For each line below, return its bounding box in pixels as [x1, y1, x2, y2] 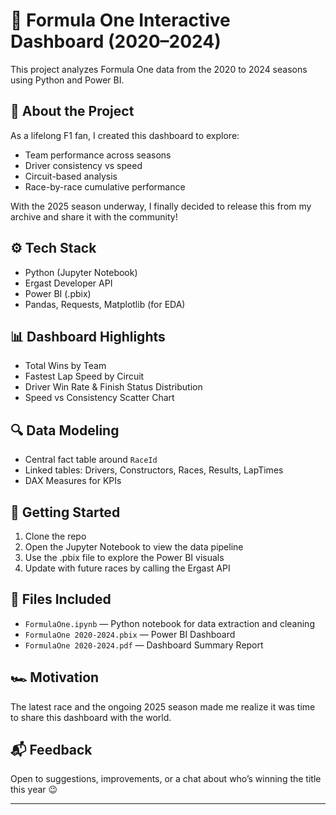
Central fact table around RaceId [24, 454, 158, 466]
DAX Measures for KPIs [24, 475, 122, 487]
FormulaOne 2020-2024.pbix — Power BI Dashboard [24, 628, 236, 640]
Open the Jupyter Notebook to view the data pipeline [24, 541, 244, 553]
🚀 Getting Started [10, 504, 121, 521]
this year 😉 [10, 784, 58, 796]
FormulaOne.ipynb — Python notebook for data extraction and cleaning [24, 617, 315, 629]
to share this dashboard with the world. [10, 711, 172, 723]
